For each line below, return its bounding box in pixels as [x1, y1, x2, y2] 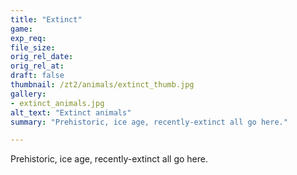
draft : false [10, 71, 65, 81]
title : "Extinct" [10, 14, 83, 25]
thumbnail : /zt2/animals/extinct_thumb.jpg [10, 80, 195, 90]
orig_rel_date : [10, 52, 74, 62]
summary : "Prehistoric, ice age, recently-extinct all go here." [10, 117, 288, 127]
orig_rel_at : [10, 61, 65, 71]
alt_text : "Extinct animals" [10, 107, 132, 118]
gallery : [10, 89, 47, 99]
